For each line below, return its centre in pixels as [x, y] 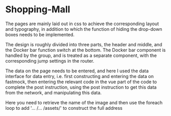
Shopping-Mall [38, 9]
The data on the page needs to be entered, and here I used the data [77, 71]
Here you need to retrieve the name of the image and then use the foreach [84, 102]
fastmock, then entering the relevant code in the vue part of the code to [81, 82]
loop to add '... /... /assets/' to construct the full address [64, 108]
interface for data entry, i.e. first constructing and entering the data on [80, 76]
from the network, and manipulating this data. [53, 92]
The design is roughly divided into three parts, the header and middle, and [84, 44]
